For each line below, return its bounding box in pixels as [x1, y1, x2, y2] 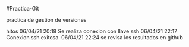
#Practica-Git [6, 5, 39, 12]
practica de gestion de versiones [6, 16, 87, 23]
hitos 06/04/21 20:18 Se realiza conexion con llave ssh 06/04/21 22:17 [6, 28, 178, 35]
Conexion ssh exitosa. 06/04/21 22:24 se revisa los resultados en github [6, 34, 183, 41]
